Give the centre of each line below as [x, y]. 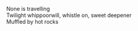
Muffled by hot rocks [33, 22]
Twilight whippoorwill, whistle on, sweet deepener [69, 15]
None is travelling [28, 9]
